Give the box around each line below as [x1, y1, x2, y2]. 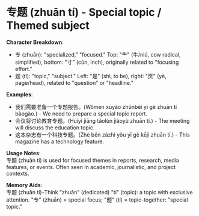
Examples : [6, 91, 33, 98]
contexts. [6, 170, 29, 177]
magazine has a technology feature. [14, 138, 104, 145]
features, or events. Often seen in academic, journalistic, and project [6, 163, 176, 170]
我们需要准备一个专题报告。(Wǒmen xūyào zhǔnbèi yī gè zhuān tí [14, 103, 177, 110]
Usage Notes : [6, 149, 41, 156]
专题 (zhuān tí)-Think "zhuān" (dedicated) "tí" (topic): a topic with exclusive [6, 188, 194, 196]
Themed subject [6, 19, 90, 32]
